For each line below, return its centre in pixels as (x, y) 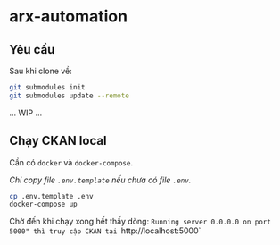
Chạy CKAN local (58, 141)
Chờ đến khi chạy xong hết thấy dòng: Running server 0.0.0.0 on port (140, 222)
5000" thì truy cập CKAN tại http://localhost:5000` (105, 231)
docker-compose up (43, 204)
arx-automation (68, 17)
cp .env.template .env (51, 196)
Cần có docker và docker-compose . (71, 162)
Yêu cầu (32, 50)
